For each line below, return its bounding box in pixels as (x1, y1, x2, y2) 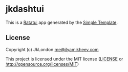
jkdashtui (5, 3, 44, 15)
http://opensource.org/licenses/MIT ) (5, 61, 79, 67)
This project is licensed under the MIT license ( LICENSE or (5, 56, 124, 62)
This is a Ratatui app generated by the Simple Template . (5, 19, 118, 25)
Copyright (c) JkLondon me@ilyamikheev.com (5, 46, 99, 52)
